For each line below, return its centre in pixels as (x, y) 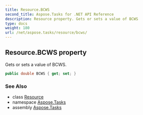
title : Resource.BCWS (27, 10)
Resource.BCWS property (46, 53)
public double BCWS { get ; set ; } (41, 74)
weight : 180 (17, 28)
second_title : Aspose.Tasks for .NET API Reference (59, 14)
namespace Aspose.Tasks (39, 102)
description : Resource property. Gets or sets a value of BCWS (72, 19)
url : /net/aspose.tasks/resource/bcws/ (46, 33)
